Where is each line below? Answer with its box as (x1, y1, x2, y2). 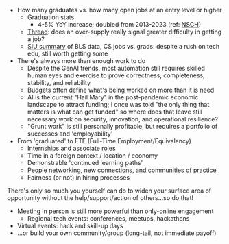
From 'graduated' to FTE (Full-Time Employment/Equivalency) (16, 137, 192, 145)
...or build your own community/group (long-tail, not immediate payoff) (16, 229, 217, 237)
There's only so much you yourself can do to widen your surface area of (7, 186, 212, 195)
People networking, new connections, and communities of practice (27, 166, 217, 174)
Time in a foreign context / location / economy (27, 151, 158, 160)
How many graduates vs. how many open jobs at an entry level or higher (16, 6, 222, 14)
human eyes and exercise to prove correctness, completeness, (27, 71, 206, 80)
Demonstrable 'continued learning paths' (27, 159, 143, 167)
